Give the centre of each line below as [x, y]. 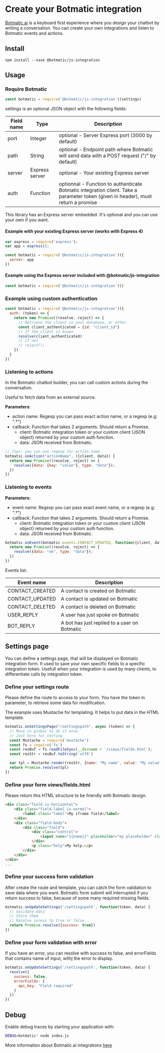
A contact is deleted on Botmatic [98, 607]
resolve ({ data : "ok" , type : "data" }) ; [54, 552]
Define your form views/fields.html [48, 784]
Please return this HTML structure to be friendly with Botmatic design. [76, 796]
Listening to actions [29, 372]
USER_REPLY [23, 614]
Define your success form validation [49, 877]
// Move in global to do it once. [45, 731]
